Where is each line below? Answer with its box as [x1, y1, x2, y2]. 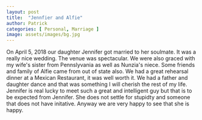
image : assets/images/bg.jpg [6, 32, 80, 38]
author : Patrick [6, 20, 47, 26]
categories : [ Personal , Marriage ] [6, 26, 99, 32]
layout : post [6, 9, 40, 15]
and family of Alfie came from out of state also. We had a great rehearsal [6, 68, 189, 75]
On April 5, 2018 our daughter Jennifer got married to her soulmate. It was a [6, 48, 197, 55]
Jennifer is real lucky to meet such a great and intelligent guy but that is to [6, 87, 192, 94]
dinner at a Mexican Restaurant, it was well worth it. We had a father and [6, 74, 188, 82]
